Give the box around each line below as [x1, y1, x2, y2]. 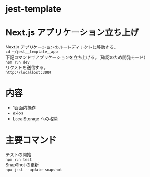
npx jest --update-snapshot [5, 167, 63, 172]
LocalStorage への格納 [12, 116, 58, 122]
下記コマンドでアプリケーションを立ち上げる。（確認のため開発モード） [5, 54, 148, 60]
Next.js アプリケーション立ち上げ [5, 27, 139, 38]
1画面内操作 [12, 105, 36, 111]
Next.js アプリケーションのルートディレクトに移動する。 [5, 44, 118, 50]
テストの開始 [5, 152, 31, 157]
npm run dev [5, 60, 30, 65]
